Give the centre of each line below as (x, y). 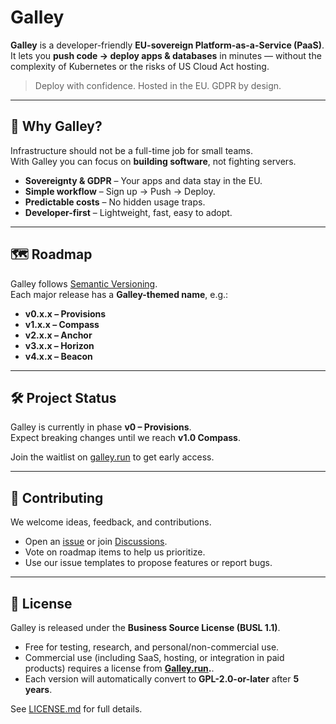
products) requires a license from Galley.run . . (119, 668)
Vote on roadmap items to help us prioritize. (115, 552)
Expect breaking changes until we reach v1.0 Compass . (125, 438)
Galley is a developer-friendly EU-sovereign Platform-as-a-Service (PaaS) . (167, 45)
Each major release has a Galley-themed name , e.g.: (119, 294)
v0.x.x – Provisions (65, 313)
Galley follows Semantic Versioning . (84, 283)
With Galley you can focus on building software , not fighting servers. (153, 161)
